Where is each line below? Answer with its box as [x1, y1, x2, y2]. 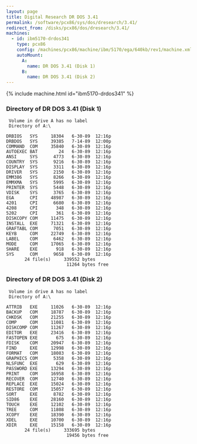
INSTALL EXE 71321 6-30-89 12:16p [6, 221, 111, 226]
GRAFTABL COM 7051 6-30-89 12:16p [6, 226, 111, 232]
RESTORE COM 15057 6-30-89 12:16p [6, 386, 111, 392]
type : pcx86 [16, 42, 46, 48]
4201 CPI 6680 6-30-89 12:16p [6, 200, 111, 206]
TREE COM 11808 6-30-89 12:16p [6, 406, 111, 412]
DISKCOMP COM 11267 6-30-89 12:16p [6, 324, 111, 330]
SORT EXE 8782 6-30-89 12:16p [6, 391, 111, 397]
